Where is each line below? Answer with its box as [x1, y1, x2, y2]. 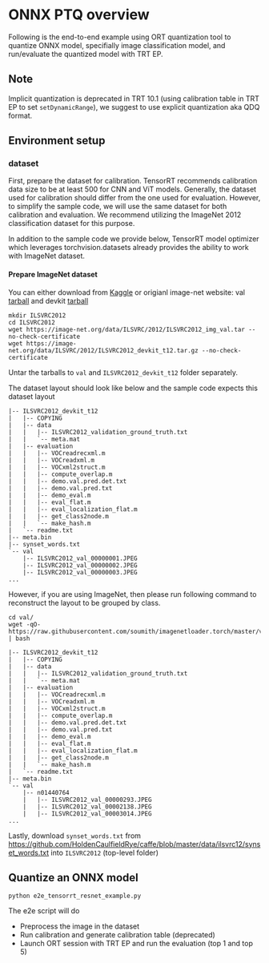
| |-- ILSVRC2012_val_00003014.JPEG [22, 809, 152, 818]
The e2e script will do [8, 906, 80, 916]
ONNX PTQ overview [8, 6, 150, 24]
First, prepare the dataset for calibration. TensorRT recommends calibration [8, 176, 258, 186]
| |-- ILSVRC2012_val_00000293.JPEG [22, 796, 152, 804]
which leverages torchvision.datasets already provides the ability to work [8, 243, 250, 252]
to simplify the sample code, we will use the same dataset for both [8, 202, 227, 212]
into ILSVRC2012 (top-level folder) [50, 848, 159, 857]
